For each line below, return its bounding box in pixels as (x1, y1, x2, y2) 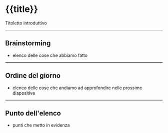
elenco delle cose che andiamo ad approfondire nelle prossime (12, 85, 142, 91)
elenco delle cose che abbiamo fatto (12, 52, 88, 58)
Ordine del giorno (5, 71, 61, 80)
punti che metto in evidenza (12, 122, 70, 128)
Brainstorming (5, 39, 51, 48)
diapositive (12, 90, 35, 96)
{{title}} (5, 3, 38, 15)
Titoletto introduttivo (5, 20, 47, 26)
